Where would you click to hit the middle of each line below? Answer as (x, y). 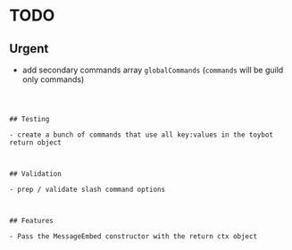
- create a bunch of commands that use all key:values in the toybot (142, 135)
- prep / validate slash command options (88, 189)
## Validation (36, 174)
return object (36, 143)
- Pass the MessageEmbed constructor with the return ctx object (133, 237)
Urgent (29, 49)
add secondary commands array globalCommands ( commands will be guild (153, 70)
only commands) (53, 79)
